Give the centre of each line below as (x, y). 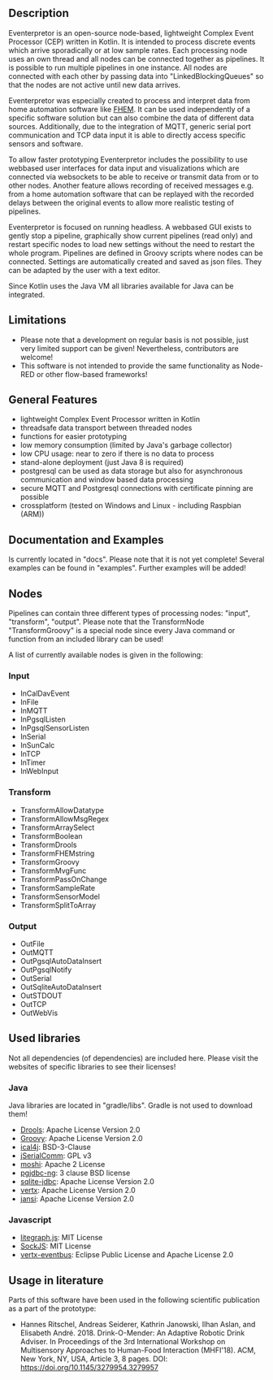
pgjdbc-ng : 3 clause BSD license (75, 1173)
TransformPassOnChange (63, 879)
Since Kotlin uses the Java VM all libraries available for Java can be (121, 286)
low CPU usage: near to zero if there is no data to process (117, 453)
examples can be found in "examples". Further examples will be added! (127, 568)
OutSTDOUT (41, 996)
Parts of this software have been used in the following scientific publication (134, 1300)
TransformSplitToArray (58, 905)
